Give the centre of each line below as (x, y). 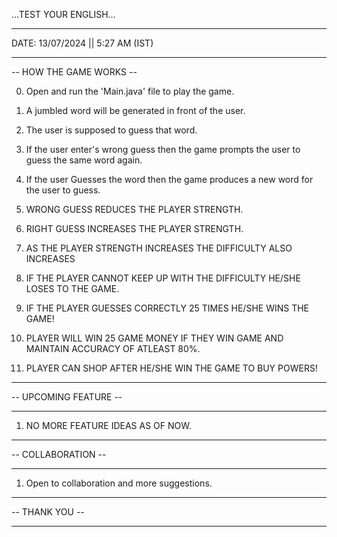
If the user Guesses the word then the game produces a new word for (169, 179)
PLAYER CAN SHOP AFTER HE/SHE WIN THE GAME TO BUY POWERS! (171, 368)
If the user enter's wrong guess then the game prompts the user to (163, 149)
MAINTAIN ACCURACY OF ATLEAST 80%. (113, 348)
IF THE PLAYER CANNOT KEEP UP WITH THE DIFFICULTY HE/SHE (163, 278)
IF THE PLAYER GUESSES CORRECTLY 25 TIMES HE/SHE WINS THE (167, 308)
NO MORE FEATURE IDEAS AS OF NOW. (108, 425)
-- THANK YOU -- (48, 512)
